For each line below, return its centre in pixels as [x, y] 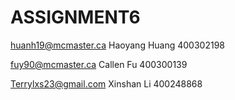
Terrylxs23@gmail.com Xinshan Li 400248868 [106, 83]
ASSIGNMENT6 [75, 17]
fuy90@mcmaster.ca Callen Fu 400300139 [99, 64]
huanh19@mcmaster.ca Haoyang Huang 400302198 [118, 45]
